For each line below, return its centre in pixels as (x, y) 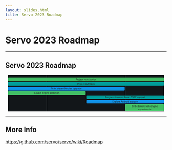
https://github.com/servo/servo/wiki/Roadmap (54, 142)
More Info (21, 129)
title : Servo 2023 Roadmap (34, 15)
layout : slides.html (27, 10)
